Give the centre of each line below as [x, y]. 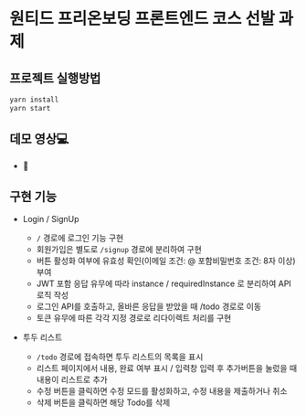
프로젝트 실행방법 [55, 78]
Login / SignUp [51, 219]
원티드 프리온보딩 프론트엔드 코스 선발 [142, 19]
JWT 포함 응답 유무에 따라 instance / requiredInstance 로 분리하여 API [164, 283]
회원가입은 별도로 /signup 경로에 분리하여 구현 [119, 250]
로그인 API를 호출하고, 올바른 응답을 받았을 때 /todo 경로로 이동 [149, 306]
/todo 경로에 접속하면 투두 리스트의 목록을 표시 [120, 357]
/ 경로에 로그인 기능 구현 [80, 238]
